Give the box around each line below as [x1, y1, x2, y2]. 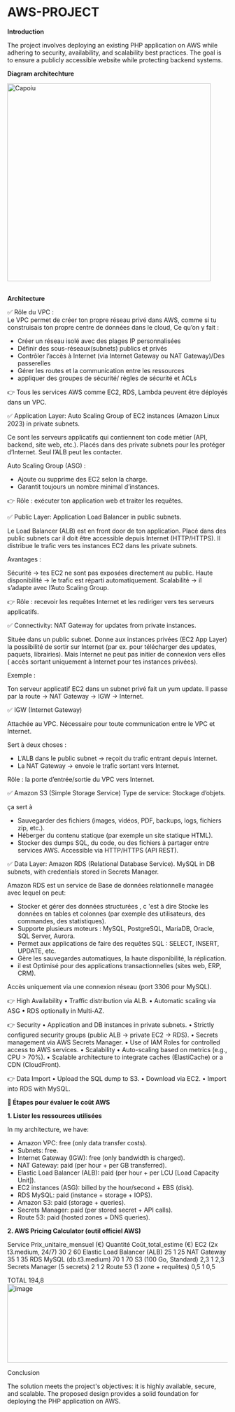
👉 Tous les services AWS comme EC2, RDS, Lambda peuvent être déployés [7, 388, 228, 396]
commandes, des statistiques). [17, 916, 106, 925]
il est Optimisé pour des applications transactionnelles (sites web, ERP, [17, 961, 222, 970]
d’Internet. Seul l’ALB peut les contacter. [7, 447, 122, 456]
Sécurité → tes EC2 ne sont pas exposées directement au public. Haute [7, 568, 213, 577]
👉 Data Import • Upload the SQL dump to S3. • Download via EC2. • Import [7, 1074, 227, 1082]
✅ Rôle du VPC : [7, 307, 55, 316]
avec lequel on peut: [7, 888, 66, 897]
